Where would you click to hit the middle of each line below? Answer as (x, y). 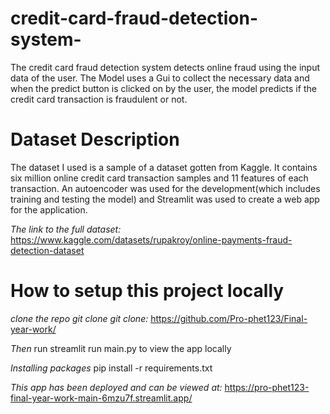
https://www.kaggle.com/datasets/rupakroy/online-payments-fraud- (151, 239)
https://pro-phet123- (267, 387)
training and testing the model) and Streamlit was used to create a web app (165, 199)
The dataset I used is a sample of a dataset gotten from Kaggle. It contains (164, 167)
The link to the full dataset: (66, 229)
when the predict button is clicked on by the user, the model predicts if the (163, 88)
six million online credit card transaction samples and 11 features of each (159, 178)
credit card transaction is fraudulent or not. (99, 99)
